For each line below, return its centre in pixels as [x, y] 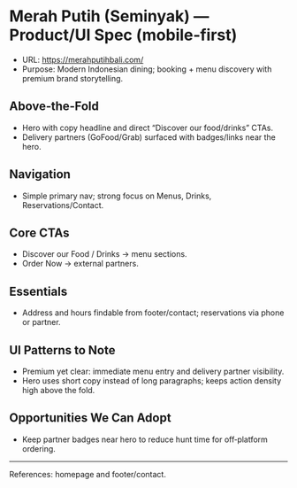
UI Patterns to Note [62, 350]
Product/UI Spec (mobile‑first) [123, 35]
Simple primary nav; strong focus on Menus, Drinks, [117, 196]
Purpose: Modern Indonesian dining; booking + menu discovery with [147, 69]
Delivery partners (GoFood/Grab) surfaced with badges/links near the [149, 137]
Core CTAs [39, 232]
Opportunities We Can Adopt [90, 418]
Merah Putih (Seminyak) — [109, 16]
